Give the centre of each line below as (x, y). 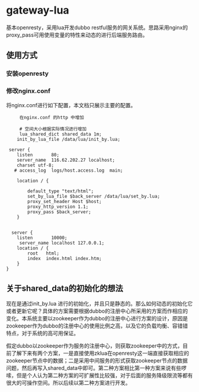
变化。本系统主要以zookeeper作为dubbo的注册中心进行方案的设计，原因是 (97, 319)
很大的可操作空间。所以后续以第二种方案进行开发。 (68, 383)
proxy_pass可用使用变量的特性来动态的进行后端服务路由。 (77, 35)
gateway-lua (38, 10)
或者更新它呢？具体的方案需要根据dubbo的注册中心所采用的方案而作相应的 (97, 311)
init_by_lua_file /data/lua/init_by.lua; (68, 139)
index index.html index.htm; (65, 258)
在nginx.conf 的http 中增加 (52, 117)
